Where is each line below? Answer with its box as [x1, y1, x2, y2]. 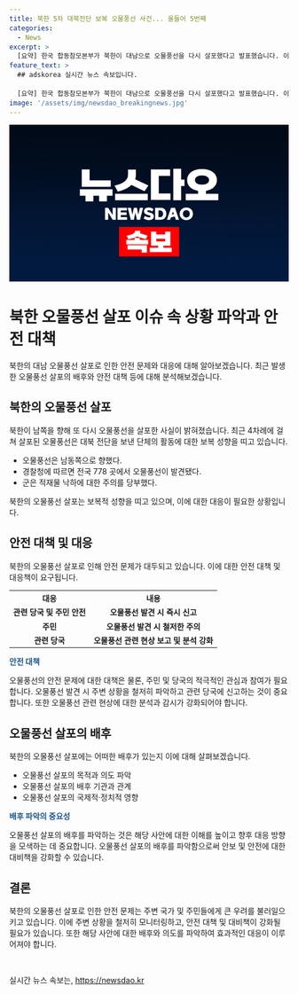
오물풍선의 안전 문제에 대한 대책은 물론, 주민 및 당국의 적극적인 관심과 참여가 [9, 675, 272, 686]
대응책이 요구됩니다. [9, 572, 78, 583]
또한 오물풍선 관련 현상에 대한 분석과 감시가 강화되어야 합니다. [35, 697, 248, 708]
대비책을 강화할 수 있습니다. [9, 852, 105, 863]
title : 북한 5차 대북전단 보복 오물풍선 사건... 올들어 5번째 [9, 14, 207, 23]
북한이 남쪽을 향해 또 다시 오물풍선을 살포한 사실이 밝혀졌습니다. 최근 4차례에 [9, 425, 275, 435]
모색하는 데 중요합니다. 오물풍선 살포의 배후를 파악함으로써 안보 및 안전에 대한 [18, 841, 286, 851]
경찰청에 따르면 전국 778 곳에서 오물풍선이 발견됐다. [21, 466, 202, 476]
